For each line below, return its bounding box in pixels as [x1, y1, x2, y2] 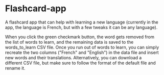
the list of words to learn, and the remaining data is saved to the [5, 39, 134, 45]
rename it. [5, 65, 25, 71]
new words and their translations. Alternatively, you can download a [5, 54, 142, 60]
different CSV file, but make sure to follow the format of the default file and [5, 60, 156, 66]
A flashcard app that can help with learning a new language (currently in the [5, 19, 159, 25]
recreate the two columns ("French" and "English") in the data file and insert [5, 50, 159, 55]
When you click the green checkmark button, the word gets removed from [5, 34, 155, 40]
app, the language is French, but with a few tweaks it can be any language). [5, 24, 158, 30]
